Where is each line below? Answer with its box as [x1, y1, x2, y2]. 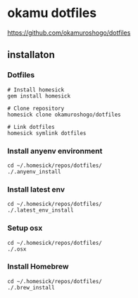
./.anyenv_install [7, 168, 61, 175]
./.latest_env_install [7, 207, 74, 214]
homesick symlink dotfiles [7, 130, 87, 137]
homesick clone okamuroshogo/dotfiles [7, 111, 121, 118]
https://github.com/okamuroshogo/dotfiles [7, 28, 131, 37]
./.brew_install [7, 284, 55, 291]
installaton [7, 49, 55, 61]
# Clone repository [7, 105, 65, 112]
